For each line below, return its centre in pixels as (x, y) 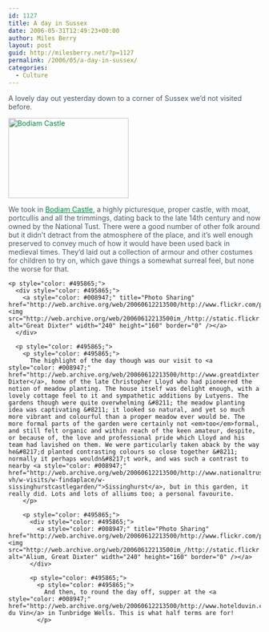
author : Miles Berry (43, 38)
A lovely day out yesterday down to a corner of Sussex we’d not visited (125, 98)
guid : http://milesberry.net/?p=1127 (71, 53)
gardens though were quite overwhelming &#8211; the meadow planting (127, 403)
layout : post (30, 46)
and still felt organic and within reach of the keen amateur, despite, (132, 431)
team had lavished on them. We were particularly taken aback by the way (134, 445)
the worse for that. (39, 268)
